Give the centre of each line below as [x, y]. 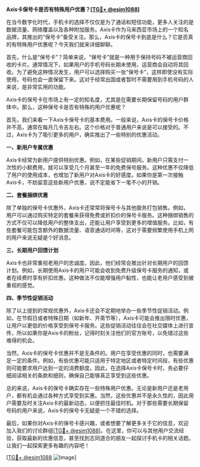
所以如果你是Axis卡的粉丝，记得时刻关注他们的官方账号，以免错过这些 [103, 333]
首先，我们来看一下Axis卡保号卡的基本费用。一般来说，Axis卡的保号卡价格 [98, 120]
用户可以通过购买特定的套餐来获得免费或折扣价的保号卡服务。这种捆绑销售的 [100, 215]
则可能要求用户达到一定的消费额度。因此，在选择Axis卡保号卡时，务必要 [95, 368]
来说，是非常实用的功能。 [37, 87]
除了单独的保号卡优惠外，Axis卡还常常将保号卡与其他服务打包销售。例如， [98, 208]
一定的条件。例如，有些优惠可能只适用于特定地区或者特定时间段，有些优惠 [102, 361]
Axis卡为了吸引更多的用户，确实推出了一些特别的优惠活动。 [90, 134]
